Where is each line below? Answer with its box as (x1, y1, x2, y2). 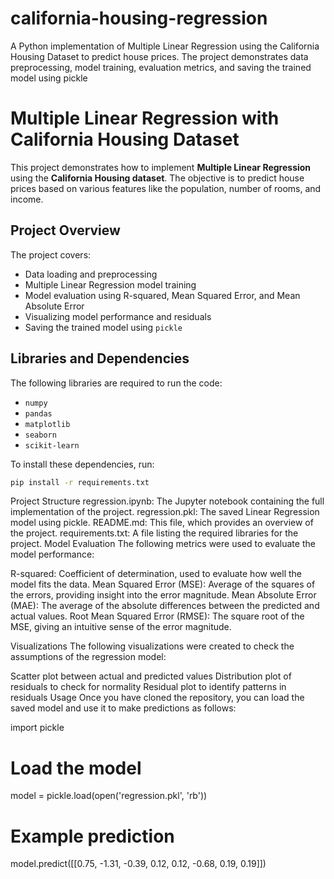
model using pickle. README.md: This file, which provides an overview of (10, 517, 314, 529)
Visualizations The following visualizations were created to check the (10, 640, 295, 652)
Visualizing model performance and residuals (24, 310, 212, 322)
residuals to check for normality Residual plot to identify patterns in (10, 681, 287, 693)
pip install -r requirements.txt (10, 477, 150, 487)
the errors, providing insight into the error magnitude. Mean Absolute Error (10, 589, 317, 601)
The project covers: (10, 248, 92, 261)
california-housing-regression (10, 7, 268, 30)
